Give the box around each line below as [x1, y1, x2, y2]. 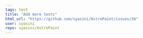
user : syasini [5, 21, 35, 26]
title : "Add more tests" [5, 12, 57, 17]
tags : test [5, 7, 28, 12]
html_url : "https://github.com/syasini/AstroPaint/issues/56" [5, 16, 138, 21]
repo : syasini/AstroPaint [5, 26, 59, 31]
